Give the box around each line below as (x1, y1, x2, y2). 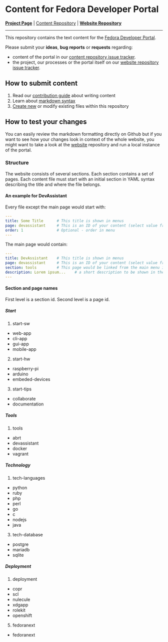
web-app (12, 330, 31, 336)
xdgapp (12, 601, 28, 607)
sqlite (12, 552, 24, 558)
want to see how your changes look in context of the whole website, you (5, 136, 154, 142)
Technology (5, 462, 31, 468)
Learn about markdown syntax (12, 98, 76, 104)
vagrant (12, 451, 29, 457)
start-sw (12, 320, 30, 326)
